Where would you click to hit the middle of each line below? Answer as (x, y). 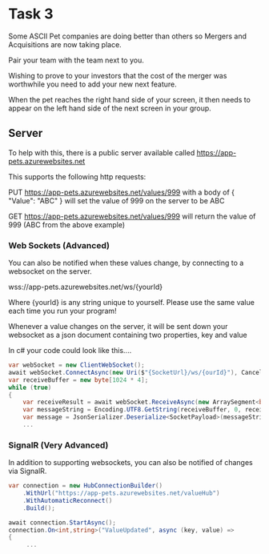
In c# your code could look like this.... (70, 351)
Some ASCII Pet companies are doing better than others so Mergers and (127, 36)
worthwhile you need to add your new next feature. (93, 84)
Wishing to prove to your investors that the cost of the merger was (118, 75)
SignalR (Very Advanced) (58, 445)
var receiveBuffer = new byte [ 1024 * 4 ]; (78, 380)
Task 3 (31, 14)
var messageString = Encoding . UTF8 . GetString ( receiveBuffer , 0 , (132, 410)
